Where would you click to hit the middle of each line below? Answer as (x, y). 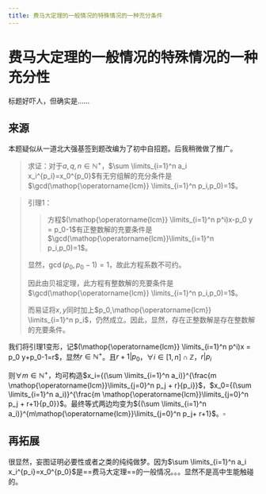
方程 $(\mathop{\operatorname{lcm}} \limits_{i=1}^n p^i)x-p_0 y (150, 220)
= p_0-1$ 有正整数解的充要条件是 (100, 230)
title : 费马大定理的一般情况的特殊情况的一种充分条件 (85, 15)
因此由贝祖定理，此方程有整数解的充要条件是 (101, 283)
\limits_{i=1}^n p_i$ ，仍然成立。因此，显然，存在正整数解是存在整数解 (141, 319)
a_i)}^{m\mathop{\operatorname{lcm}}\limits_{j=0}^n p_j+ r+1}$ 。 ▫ (117, 413)
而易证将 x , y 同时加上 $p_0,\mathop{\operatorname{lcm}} (120, 310)
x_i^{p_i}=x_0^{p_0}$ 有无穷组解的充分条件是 (100, 176)
